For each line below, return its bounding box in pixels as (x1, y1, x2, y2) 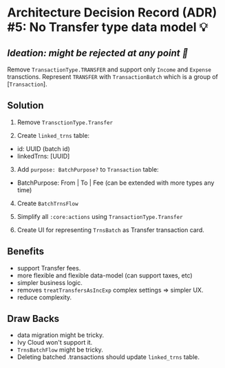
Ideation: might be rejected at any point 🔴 (7, 47, 189, 59)
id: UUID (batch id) (17, 144, 70, 152)
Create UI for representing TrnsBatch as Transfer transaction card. (17, 225, 205, 234)
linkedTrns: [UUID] (17, 152, 70, 160)
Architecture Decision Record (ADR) (7, 5, 217, 21)
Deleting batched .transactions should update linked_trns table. (17, 353, 200, 361)
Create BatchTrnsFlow (17, 199, 78, 207)
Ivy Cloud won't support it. (17, 338, 93, 347)
